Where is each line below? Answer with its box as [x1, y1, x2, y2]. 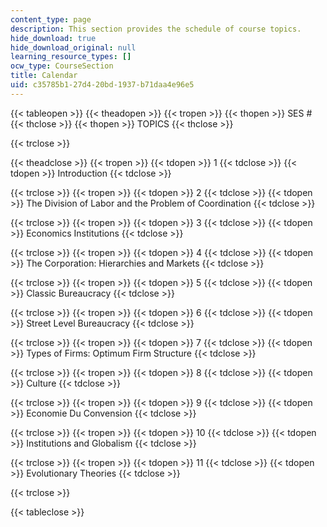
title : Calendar [10, 71, 78, 81]
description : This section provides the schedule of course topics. [10, 24, 302, 34]
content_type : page [10, 14, 92, 25]
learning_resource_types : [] [10, 52, 132, 62]
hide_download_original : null [10, 42, 137, 53]
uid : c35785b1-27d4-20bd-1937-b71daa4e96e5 [10, 80, 195, 90]
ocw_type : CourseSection [10, 61, 114, 71]
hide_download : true [10, 33, 97, 43]
